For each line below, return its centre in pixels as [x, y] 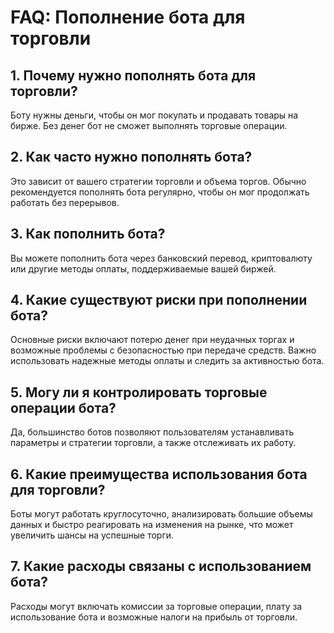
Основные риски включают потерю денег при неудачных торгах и [152, 340]
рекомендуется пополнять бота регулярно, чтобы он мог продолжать [160, 192]
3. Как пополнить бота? [88, 234]
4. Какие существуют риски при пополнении [159, 300]
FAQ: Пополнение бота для [128, 17]
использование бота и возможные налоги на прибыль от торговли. [154, 617]
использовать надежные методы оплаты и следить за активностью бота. [167, 361]
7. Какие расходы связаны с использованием [161, 566]
